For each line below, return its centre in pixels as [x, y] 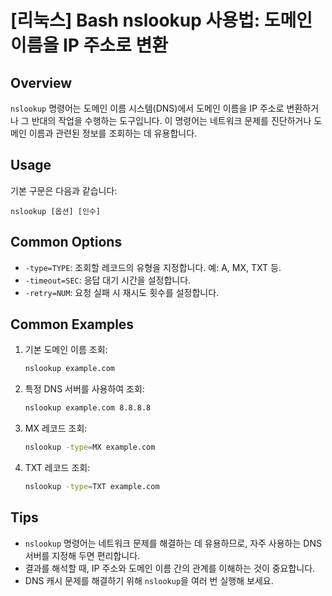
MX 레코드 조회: [56, 428]
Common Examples [72, 324]
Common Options [66, 242]
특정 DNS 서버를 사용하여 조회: [84, 389]
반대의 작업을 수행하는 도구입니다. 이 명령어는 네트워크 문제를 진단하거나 [171, 120]
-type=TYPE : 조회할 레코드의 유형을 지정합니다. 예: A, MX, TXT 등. [153, 267]
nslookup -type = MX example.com [90, 447]
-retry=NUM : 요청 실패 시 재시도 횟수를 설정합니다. [122, 292]
